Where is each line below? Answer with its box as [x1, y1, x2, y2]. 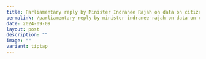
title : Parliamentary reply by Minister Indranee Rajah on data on [6, 9, 183, 15]
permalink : [6, 15, 34, 21]
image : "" [6, 37, 32, 44]
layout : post [6, 26, 40, 33]
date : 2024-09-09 [6, 20, 51, 26]
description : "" [6, 32, 48, 38]
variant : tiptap [6, 44, 48, 50]
